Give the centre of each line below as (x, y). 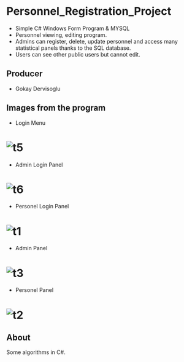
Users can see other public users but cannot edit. (78, 54)
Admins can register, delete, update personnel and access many (96, 41)
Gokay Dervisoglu (38, 89)
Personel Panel (34, 290)
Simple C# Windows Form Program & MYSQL (72, 28)
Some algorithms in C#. (36, 352)
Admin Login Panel (39, 165)
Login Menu (30, 123)
